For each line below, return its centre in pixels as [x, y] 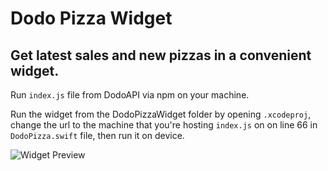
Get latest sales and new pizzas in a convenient [161, 55]
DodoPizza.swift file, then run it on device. [97, 135]
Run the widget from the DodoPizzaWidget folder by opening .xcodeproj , [161, 114]
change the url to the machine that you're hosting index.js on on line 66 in [164, 125]
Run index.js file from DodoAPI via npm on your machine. [130, 95]
